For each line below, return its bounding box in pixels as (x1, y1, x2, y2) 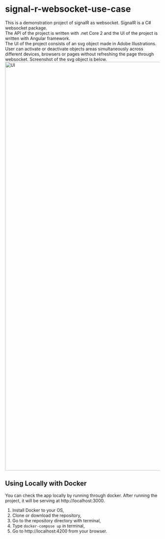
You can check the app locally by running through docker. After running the (5, 492, 158, 498)
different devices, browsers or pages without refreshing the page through (5, 51, 154, 57)
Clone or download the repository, (12, 512, 82, 518)
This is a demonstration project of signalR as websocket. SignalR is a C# (5, 20, 151, 26)
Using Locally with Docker (5, 479, 87, 488)
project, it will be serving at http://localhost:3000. (5, 498, 105, 504)
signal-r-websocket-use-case (5, 3, 131, 15)
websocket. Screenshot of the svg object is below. (5, 56, 107, 62)
